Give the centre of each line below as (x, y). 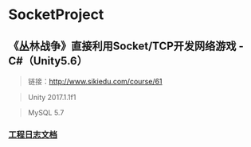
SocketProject (56, 15)
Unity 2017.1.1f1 (52, 97)
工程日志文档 (33, 134)
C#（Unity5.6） (48, 61)
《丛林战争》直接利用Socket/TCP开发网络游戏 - (126, 46)
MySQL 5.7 (46, 112)
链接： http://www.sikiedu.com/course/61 (95, 81)
